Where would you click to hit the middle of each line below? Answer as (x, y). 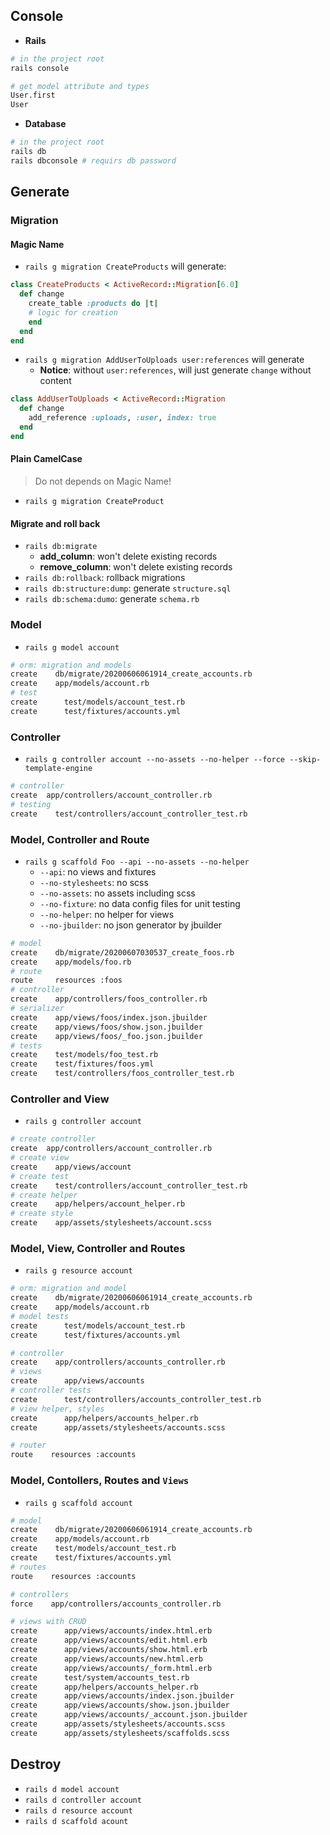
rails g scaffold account (78, 1503)
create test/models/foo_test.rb (84, 1055)
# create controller (53, 1139)
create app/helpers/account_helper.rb (98, 1204)
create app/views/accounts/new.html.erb (106, 1659)
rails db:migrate (61, 547)
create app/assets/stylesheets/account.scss (111, 1223)
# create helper (44, 1195)
